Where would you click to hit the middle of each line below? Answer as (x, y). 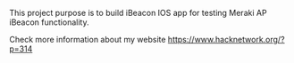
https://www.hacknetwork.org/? (226, 39)
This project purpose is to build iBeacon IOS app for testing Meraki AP (138, 13)
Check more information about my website (88, 39)
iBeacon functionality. (49, 22)
